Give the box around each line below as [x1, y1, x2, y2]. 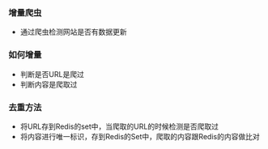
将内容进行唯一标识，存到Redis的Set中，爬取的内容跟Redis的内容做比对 [19, 131, 261, 141]
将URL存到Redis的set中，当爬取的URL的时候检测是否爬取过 [19, 121, 219, 131]
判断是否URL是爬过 [19, 69, 85, 79]
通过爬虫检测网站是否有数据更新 [19, 27, 127, 37]
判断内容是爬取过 [19, 79, 78, 89]
